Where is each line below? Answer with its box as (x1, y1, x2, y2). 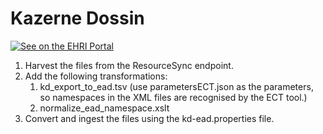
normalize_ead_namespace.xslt (39, 102, 170, 114)
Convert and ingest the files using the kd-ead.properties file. (24, 112, 275, 124)
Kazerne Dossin (10, 7, 145, 30)
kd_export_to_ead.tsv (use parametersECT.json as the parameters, (39, 80, 314, 92)
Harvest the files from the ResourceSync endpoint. (24, 59, 234, 71)
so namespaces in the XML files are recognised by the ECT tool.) (39, 91, 308, 103)
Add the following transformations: (24, 70, 168, 82)
